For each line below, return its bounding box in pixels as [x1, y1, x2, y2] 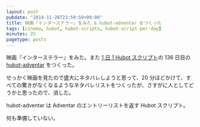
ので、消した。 [37, 89, 75, 96]
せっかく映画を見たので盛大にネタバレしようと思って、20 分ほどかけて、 [6, 74, 186, 81]
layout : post [6, 8, 39, 15]
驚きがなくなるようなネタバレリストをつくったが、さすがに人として [21, 81, 189, 89]
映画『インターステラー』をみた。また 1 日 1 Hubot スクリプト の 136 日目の [6, 54, 191, 61]
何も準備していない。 [6, 114, 59, 122]
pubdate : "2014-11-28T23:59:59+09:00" [6, 14, 103, 20]
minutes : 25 [6, 31, 36, 37]
